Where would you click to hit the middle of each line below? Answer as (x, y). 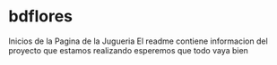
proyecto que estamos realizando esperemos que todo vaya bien (128, 50)
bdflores (41, 16)
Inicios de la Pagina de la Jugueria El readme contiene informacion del (138, 41)
